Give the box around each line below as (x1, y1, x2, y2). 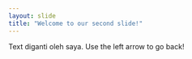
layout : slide (8, 11, 57, 20)
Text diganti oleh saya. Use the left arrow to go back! (8, 41, 185, 51)
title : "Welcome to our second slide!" (8, 19, 143, 27)
